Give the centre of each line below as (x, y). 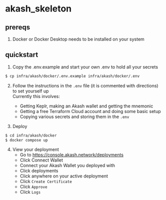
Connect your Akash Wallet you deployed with (67, 165)
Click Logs (30, 192)
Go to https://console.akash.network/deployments (72, 155)
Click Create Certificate (46, 181)
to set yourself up (30, 91)
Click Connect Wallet (41, 160)
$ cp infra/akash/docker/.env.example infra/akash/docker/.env (72, 76)
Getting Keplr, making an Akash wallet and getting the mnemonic (86, 106)
